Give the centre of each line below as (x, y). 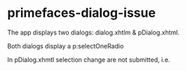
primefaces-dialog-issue (81, 13)
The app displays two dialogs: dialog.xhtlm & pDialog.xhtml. (94, 32)
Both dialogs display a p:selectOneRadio (66, 46)
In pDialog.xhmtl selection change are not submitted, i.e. (89, 59)
